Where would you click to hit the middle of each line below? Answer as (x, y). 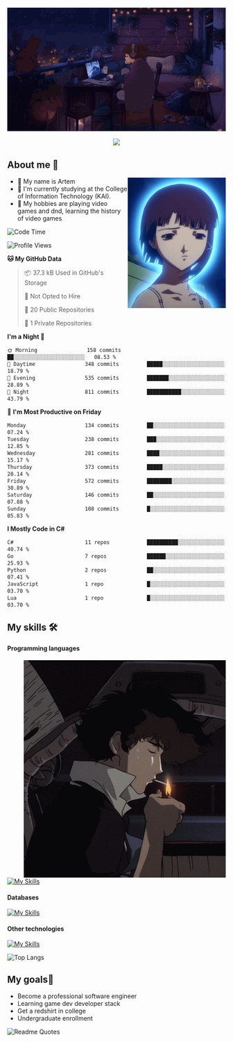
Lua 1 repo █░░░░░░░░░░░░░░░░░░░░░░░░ (116, 598)
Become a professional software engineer (77, 996)
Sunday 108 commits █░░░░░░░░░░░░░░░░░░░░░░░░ (116, 509)
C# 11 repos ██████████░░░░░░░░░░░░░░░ (116, 543)
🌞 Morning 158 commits (64, 351)
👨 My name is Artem (46, 182)
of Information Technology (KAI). (64, 196)
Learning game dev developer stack (69, 1004)
